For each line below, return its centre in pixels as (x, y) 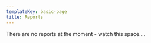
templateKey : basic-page (37, 11)
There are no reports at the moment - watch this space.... (76, 34)
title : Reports (25, 17)
